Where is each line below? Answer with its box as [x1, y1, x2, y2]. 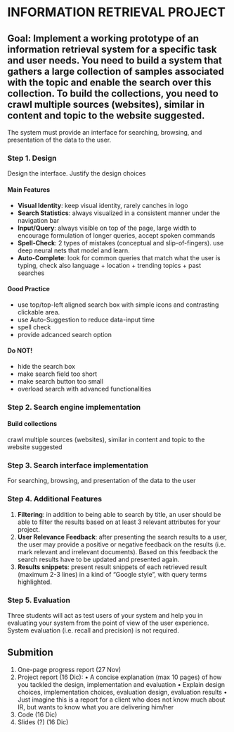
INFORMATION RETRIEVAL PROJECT [7, 4, 226, 20]
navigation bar [17, 216, 60, 224]
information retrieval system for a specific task [7, 43, 217, 55]
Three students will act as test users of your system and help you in [7, 611, 204, 619]
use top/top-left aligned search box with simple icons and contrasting [17, 300, 219, 309]
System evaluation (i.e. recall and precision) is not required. [7, 626, 179, 635]
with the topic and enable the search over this [7, 76, 212, 88]
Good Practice [7, 285, 51, 293]
